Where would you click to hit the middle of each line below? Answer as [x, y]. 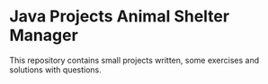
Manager [44, 35]
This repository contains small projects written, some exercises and [134, 60]
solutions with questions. [55, 70]
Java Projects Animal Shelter [120, 17]
